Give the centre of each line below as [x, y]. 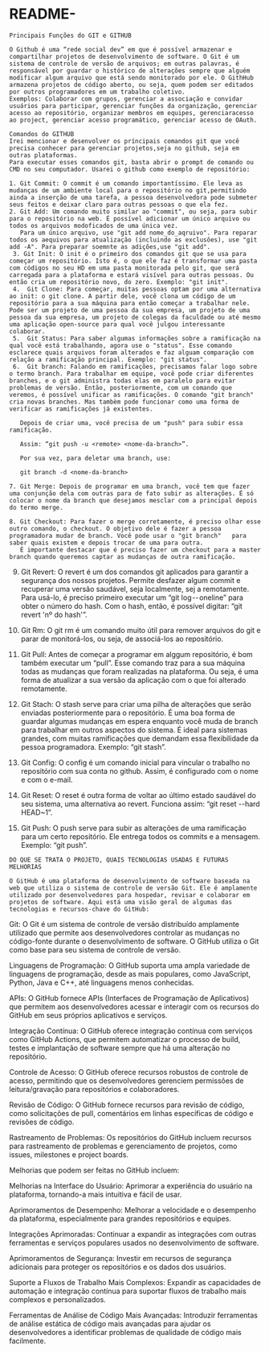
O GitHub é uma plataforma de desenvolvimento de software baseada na [130, 881]
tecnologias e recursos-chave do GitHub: [79, 909]
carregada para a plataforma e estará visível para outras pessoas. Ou [131, 275]
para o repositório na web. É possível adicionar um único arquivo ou [130, 218]
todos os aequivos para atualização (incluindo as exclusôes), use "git [133, 240]
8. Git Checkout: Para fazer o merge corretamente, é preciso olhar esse [135, 521]
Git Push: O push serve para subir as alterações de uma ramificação [134, 828]
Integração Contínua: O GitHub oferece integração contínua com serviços [131, 1031]
